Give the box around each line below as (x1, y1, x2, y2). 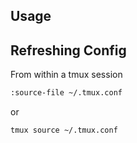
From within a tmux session (10, 69, 123, 81)
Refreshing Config (10, 42, 127, 59)
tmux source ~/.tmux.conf (10, 125, 118, 136)
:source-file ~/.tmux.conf (10, 88, 123, 98)
